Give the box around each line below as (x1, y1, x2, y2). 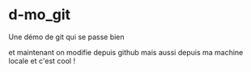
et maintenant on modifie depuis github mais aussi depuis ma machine (8, 47, 244, 57)
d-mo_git (8, 6, 71, 24)
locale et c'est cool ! (8, 56, 75, 66)
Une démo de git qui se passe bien (8, 32, 125, 42)
